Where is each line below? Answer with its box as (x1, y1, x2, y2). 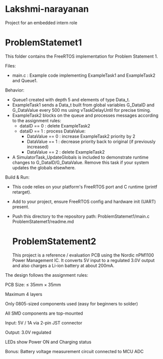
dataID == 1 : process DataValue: (19, 128, 86, 134)
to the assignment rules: (12, 117, 61, 124)
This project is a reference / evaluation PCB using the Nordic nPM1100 (12, 252, 154, 258)
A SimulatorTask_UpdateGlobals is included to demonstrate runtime (12, 154, 149, 160)
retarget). (12, 189, 32, 195)
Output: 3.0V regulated (5, 329, 52, 335)
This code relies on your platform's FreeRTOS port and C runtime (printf (12, 184, 158, 190)
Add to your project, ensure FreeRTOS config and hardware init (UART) (12, 198, 156, 204)
